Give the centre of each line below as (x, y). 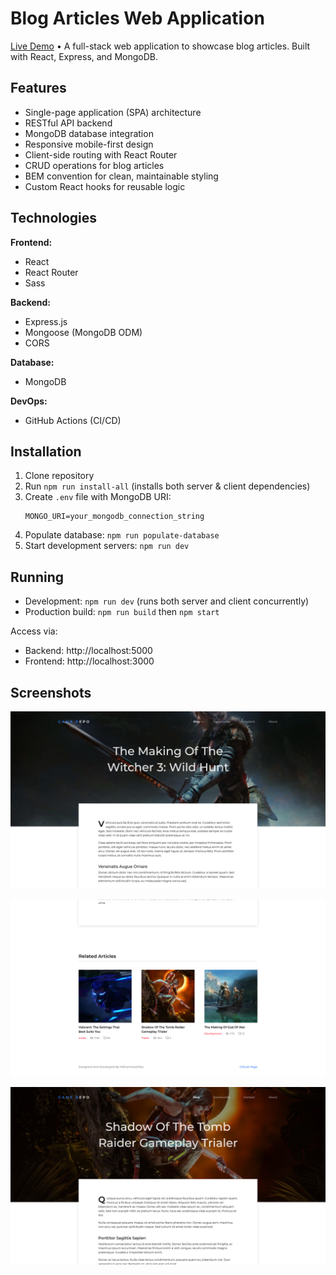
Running (37, 577)
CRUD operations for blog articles (94, 165)
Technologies (54, 218)
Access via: (34, 631)
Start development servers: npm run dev (107, 546)
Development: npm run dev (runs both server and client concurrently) (167, 601)
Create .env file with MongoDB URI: (98, 497)
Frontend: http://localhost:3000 (89, 661)
